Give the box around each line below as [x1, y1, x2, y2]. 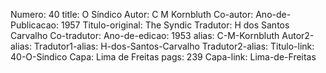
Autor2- [281, 30, 315, 41]
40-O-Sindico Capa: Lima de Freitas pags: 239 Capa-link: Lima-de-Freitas [10, 51, 317, 63]
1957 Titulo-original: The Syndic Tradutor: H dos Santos [60, 19, 290, 31]
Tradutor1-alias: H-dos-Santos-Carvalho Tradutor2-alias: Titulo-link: [33, 40, 315, 52]
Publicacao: [10, 19, 59, 31]
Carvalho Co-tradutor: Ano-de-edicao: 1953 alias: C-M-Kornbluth [10, 30, 280, 41]
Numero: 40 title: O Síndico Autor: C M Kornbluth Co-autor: [10, 9, 254, 20]
